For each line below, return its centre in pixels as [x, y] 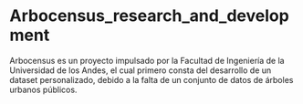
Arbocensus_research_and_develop [149, 16]
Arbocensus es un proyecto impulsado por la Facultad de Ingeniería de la [147, 60]
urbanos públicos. [43, 89]
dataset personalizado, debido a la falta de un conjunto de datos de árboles [151, 79]
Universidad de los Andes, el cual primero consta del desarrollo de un [141, 70]
